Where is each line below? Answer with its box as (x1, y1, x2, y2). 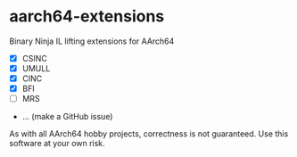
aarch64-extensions (9, 6, 165, 27)
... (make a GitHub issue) (21, 112, 113, 122)
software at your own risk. (9, 138, 105, 149)
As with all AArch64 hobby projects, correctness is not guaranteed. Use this (9, 128, 289, 139)
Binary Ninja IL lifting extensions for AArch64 (9, 36, 175, 46)
